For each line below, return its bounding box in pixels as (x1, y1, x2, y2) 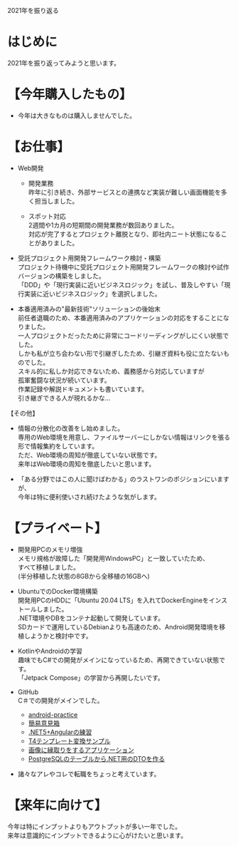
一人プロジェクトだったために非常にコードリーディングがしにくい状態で (17, 331, 229, 340)
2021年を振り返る (7, 6, 59, 14)
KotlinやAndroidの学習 (17, 646, 83, 655)
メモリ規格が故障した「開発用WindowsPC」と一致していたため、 (17, 554, 210, 562)
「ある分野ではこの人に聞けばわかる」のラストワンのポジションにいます (17, 475, 229, 483)
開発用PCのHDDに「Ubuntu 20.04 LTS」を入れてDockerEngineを (17, 596, 210, 604)
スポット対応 (28, 212, 66, 220)
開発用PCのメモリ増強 (17, 545, 83, 554)
